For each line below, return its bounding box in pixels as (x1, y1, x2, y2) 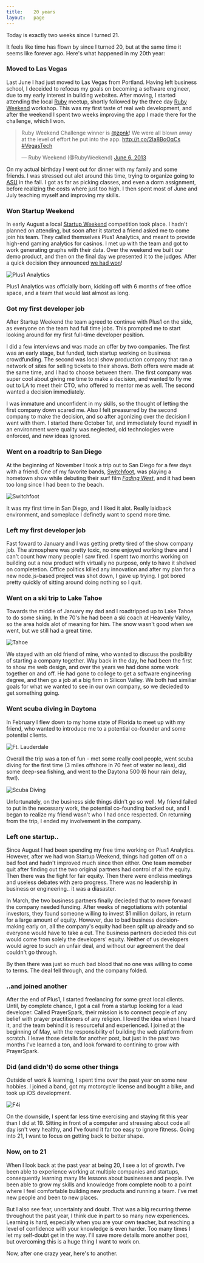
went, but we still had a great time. (6, 627, 93, 635)
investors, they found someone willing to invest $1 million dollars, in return (6, 910, 191, 917)
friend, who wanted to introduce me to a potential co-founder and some (6, 725, 186, 732)
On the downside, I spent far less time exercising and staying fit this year (6, 1113, 188, 1120)
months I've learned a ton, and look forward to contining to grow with (6, 1041, 179, 1048)
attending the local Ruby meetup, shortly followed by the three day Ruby (6, 98, 187, 105)
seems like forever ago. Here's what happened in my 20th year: (6, 49, 165, 57)
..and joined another (6, 982, 68, 990)
